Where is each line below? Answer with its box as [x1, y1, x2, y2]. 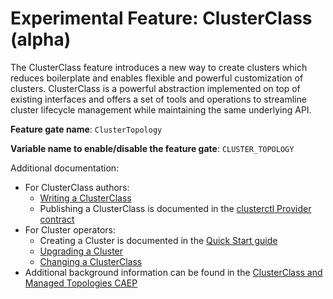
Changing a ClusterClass [39, 255, 143, 267]
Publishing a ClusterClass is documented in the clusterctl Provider [39, 202, 312, 214]
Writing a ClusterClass [39, 192, 132, 204]
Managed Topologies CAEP [24, 277, 138, 289]
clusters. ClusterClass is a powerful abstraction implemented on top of [10, 82, 301, 94]
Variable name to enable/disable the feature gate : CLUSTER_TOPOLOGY [10, 142, 295, 154]
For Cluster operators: [24, 223, 117, 236]
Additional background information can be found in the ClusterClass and [24, 266, 323, 278]
